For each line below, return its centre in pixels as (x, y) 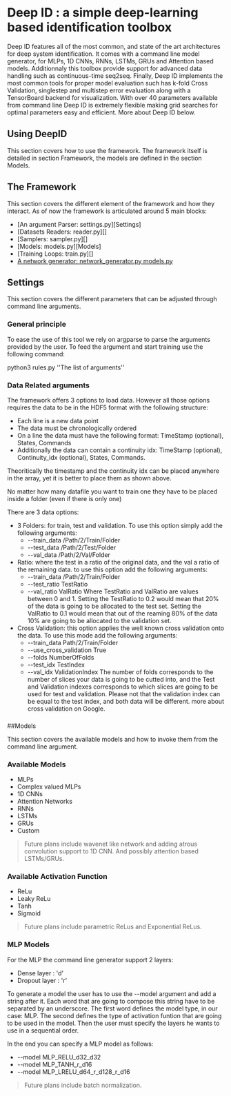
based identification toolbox (90, 27)
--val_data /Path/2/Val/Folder (69, 555)
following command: (36, 354)
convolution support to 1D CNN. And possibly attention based (111, 851)
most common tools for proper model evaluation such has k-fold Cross (108, 83)
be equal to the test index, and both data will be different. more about (125, 701)
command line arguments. (44, 306)
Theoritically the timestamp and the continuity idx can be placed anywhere (113, 471)
